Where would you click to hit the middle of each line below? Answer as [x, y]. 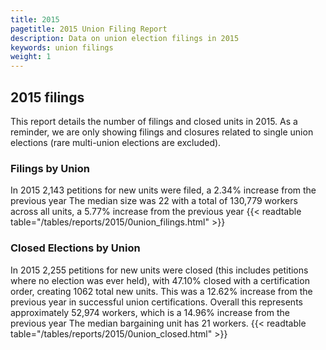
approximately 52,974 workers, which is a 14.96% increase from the [150, 312]
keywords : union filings [62, 47]
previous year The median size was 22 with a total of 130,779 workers [154, 201]
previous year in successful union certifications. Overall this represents [156, 302]
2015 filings [47, 97]
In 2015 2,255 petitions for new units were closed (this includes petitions [159, 270]
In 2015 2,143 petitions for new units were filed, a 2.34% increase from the [163, 190]
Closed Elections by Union [75, 248]
